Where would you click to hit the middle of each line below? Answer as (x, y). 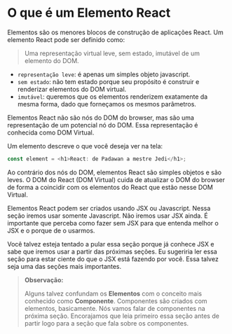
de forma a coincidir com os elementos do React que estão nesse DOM (110, 187)
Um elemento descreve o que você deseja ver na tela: (85, 146)
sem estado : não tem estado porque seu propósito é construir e (108, 81)
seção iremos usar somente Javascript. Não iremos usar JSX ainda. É (108, 216)
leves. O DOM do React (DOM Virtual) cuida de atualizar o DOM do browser (116, 179)
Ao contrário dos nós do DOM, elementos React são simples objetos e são (115, 172)
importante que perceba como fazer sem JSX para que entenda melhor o (113, 223)
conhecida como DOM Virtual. (51, 132)
